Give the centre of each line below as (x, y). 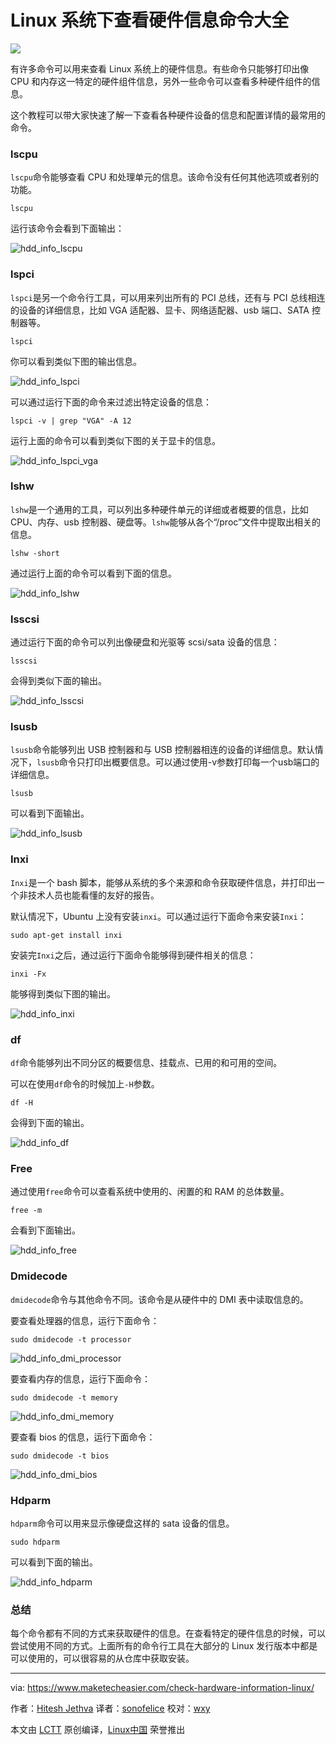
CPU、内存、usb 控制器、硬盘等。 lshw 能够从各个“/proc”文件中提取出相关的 (166, 522)
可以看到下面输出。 (50, 813)
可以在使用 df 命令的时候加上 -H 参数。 (85, 1084)
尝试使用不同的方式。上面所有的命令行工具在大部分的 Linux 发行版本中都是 (164, 1646)
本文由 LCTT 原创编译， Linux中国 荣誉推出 (98, 1730)
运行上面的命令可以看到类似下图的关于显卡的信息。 (115, 440)
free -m (26, 1211)
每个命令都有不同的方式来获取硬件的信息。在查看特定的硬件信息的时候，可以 (168, 1633)
